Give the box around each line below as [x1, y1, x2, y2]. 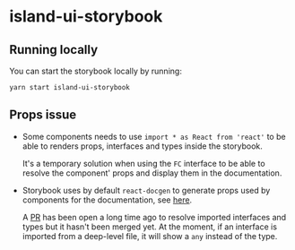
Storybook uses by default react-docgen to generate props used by [22, 185, 271, 195]
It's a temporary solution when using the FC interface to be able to [22, 158, 266, 168]
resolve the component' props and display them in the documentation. [22, 168, 282, 178]
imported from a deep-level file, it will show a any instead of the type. [22, 230, 278, 241]
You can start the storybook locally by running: [9, 65, 182, 76]
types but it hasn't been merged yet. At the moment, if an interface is [22, 221, 278, 232]
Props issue [9, 108, 77, 123]
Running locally [9, 42, 99, 57]
